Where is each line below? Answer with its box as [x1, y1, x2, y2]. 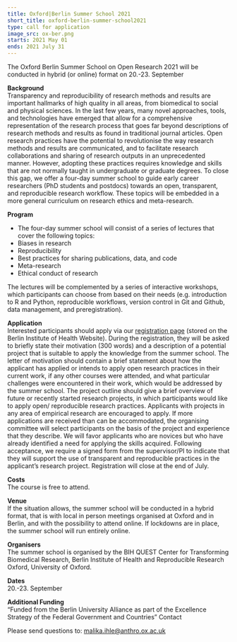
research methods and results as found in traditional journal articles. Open [7, 129, 223, 137]
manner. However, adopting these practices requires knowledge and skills [7, 159, 222, 167]
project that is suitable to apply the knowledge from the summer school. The [7, 349, 229, 357]
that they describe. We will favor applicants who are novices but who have [7, 432, 224, 440]
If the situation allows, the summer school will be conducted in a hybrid [7, 504, 214, 513]
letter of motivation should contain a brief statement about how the [7, 356, 202, 365]
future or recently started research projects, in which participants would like [7, 394, 228, 402]
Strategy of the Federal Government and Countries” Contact [7, 613, 182, 621]
